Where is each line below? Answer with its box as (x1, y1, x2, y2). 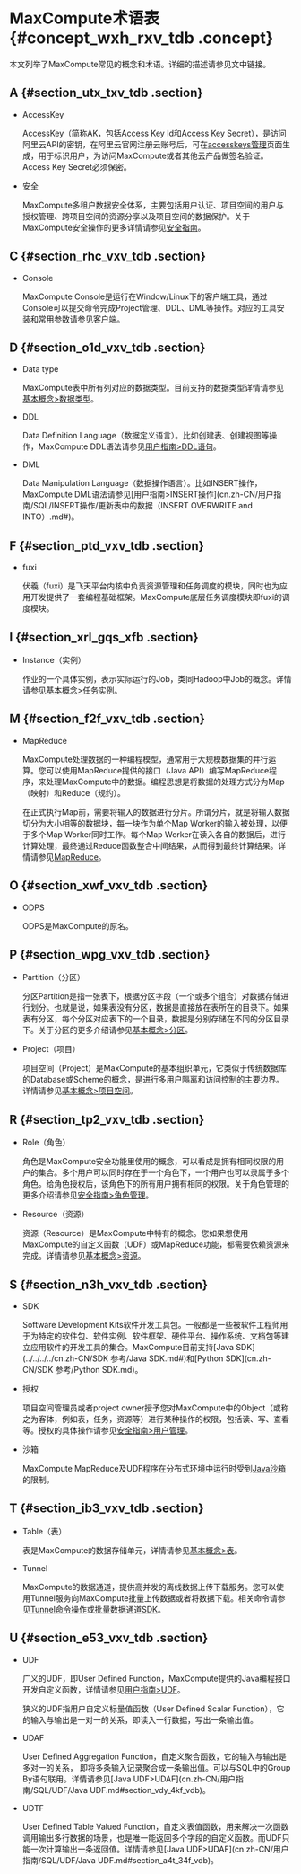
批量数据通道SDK (94, 1604, 159, 1614)
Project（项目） (21, 1044, 81, 1055)
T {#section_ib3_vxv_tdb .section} (9, 1501, 204, 1516)
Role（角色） (21, 1137, 71, 1148)
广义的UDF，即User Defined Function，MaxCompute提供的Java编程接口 (21, 1673, 291, 1684)
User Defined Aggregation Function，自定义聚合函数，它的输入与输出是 (21, 1751, 287, 1762)
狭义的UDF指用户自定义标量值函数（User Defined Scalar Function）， (21, 1703, 277, 1714)
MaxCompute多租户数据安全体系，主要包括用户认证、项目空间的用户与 (21, 199, 285, 210)
